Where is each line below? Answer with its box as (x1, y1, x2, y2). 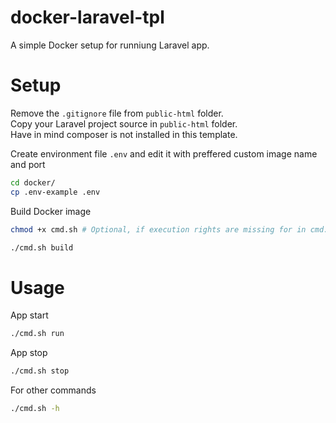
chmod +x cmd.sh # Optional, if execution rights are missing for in (10, 224, 307, 235)
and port (10, 158, 46, 170)
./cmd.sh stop (10, 366, 70, 376)
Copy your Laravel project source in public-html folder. (10, 117, 238, 130)
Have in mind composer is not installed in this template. (10, 128, 238, 140)
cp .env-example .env (10, 187, 101, 197)
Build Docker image (10, 205, 92, 217)
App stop (10, 347, 48, 359)
